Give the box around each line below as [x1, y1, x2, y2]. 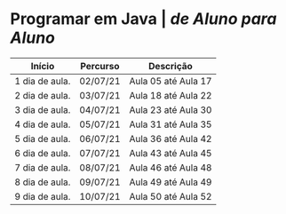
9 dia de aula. [14, 190, 71, 202]
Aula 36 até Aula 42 [129, 132, 212, 145]
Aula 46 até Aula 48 [129, 161, 212, 173]
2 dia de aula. [14, 89, 71, 101]
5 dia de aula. [14, 132, 71, 145]
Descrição [148, 59, 194, 72]
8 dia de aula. [14, 176, 71, 188]
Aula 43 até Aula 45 [129, 147, 212, 159]
